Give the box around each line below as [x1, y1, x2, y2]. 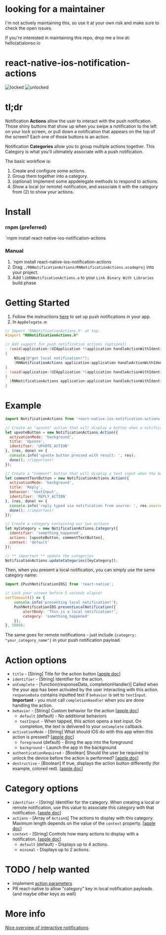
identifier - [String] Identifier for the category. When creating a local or [12, 799, 160, 805]
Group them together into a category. [12, 173, 88, 179]
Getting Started [5, 297, 70, 308]
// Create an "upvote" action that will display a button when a [5, 425, 142, 430]
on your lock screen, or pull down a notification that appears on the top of [5, 128, 156, 134]
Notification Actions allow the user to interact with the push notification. [5, 118, 152, 124]
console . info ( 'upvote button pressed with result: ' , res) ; [9, 453, 136, 458]
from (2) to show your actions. [12, 189, 74, 195]
